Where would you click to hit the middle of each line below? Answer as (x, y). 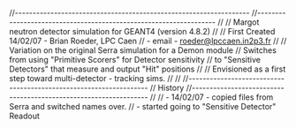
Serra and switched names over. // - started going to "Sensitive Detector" (143, 106)
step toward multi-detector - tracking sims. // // (95, 78)
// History (167, 88)
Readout (24, 116)
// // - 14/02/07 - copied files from (212, 97)
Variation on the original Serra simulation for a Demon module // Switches (143, 50)
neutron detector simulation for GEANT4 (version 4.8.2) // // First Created (142, 31)
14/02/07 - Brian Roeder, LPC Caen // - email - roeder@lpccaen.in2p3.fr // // (148, 41)
